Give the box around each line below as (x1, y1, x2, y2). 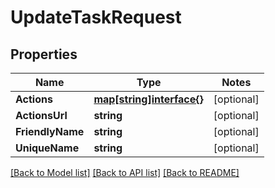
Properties (10, 46, 78, 63)
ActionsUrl (15, 109, 68, 122)
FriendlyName (15, 125, 85, 138)
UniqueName (15, 141, 80, 155)
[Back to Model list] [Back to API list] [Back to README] (10, 167, 240, 178)
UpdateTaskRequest (10, 6, 182, 29)
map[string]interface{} (93, 92, 204, 106)
